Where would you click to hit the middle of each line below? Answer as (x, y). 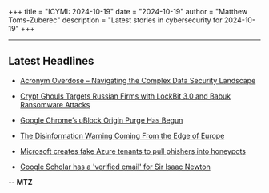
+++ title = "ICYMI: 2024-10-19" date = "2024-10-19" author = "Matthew (128, 12)
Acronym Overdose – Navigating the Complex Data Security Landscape (138, 80)
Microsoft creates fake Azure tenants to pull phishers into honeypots (133, 151)
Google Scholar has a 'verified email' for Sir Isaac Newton (115, 167)
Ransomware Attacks (55, 104)
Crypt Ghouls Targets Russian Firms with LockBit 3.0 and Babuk (125, 96)
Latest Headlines (51, 61)
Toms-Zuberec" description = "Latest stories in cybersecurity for (115, 20)
